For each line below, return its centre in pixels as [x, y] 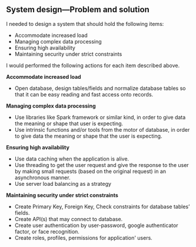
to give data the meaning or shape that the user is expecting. [88, 136]
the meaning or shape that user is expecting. [69, 123]
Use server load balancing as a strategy [63, 183]
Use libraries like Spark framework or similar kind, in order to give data [100, 117]
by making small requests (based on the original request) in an [90, 171]
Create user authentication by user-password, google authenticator [96, 225]
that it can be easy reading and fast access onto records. [84, 94]
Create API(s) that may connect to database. [69, 219]
